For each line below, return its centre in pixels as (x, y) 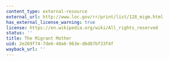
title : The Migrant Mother (39, 38)
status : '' (19, 33)
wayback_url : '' (26, 49)
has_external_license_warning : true (51, 22)
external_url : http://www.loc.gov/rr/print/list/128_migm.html (85, 17)
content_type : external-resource (47, 11)
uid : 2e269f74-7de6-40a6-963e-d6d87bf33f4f (60, 44)
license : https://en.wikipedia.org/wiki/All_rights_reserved (82, 28)
